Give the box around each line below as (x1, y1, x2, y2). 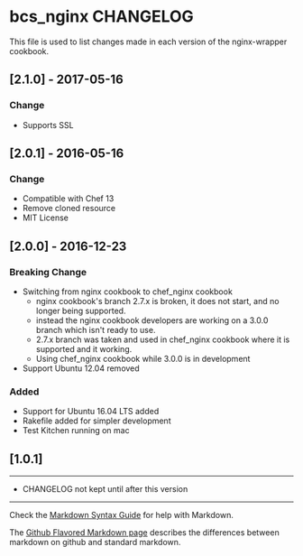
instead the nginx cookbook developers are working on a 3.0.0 (35, 315, 269, 326)
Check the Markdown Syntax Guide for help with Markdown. (9, 510, 234, 521)
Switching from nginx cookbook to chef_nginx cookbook (22, 286, 233, 297)
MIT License (22, 212, 69, 223)
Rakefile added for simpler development (22, 415, 171, 426)
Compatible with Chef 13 (22, 193, 115, 204)
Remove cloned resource (22, 203, 116, 214)
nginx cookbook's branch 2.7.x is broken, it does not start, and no (35, 296, 280, 306)
